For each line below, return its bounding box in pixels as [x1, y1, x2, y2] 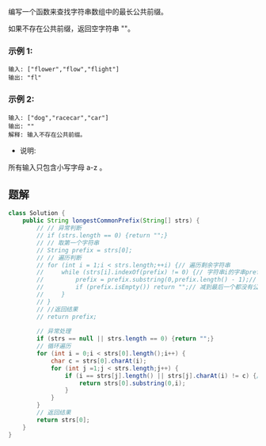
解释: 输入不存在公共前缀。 [8, 130, 87, 139]
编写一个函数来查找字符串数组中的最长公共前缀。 [8, 7, 168, 16]
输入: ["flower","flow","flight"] [8, 66, 120, 74]
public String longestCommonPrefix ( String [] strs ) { [22, 217, 200, 225]
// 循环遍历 [36, 342, 71, 351]
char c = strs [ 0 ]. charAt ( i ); [50, 356, 147, 365]
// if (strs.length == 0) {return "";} [36, 232, 169, 240]
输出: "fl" [8, 74, 42, 82]
